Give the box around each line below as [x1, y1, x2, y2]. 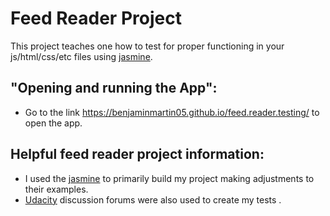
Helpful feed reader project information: [10, 146, 265, 163]
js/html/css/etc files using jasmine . [10, 50, 153, 62]
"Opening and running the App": [10, 80, 218, 97]
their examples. [24, 183, 89, 195]
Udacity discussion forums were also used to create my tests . [24, 193, 282, 206]
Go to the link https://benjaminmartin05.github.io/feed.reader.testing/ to [24, 106, 320, 118]
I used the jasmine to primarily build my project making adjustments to [24, 172, 315, 184]
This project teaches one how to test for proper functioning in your [10, 40, 285, 52]
